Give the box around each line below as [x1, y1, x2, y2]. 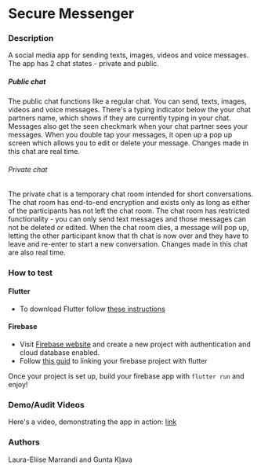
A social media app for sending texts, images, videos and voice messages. [8, 50, 249, 60]
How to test [8, 267, 53, 278]
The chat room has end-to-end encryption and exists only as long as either [8, 197, 251, 207]
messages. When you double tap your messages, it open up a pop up [8, 130, 233, 140]
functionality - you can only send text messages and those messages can [8, 214, 247, 224]
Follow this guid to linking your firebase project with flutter [19, 356, 208, 365]
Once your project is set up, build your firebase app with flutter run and [8, 371, 245, 381]
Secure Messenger [8, 5, 135, 23]
